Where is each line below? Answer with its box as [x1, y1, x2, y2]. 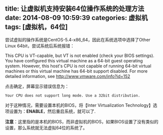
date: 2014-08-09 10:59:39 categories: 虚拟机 [5, 14, 148, 22]
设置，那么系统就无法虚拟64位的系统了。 [5, 125, 88, 131]
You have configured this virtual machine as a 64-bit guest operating [5, 58, 143, 63]
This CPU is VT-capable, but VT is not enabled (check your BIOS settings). [5, 53, 155, 58]
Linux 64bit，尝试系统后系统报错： [5, 43, 74, 49]
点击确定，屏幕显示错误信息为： [5, 83, 69, 89]
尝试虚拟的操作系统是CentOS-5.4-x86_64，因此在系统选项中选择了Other [5, 37, 151, 42]
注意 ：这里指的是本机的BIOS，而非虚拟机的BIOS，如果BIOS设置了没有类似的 [5, 118, 159, 124]
